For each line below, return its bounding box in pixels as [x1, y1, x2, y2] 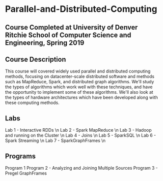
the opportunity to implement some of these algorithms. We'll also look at [5, 89, 154, 95]
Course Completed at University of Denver [5, 23, 138, 32]
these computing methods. [5, 100, 60, 106]
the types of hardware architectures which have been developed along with [5, 95, 158, 101]
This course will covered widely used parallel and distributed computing [5, 68, 151, 74]
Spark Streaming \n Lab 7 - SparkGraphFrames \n [5, 138, 106, 144]
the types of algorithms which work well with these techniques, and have [5, 84, 153, 90]
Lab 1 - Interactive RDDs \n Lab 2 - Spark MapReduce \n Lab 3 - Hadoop [5, 127, 152, 133]
